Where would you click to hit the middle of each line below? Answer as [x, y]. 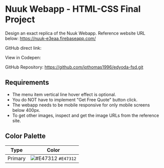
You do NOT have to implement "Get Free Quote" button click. [75, 100]
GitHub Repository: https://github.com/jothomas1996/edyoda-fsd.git [74, 67]
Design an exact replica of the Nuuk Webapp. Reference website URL [75, 33]
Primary [17, 158]
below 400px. [26, 110]
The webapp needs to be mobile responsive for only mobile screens [81, 105]
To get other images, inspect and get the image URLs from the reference [86, 115]
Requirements [27, 83]
